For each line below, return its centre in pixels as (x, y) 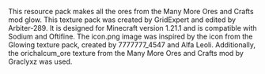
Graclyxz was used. (40, 61)
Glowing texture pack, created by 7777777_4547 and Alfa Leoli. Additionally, (132, 45)
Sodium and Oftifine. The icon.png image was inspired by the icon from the (131, 36)
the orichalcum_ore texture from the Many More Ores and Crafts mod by (126, 53)
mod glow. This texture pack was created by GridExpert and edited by (122, 20)
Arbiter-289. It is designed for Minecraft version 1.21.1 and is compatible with (132, 28)
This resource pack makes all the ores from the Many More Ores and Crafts (131, 11)
